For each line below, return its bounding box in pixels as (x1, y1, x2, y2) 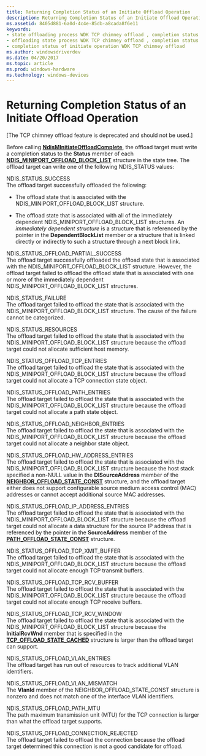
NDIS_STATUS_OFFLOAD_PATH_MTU (6, 704, 101, 712)
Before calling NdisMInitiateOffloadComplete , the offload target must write (6, 144, 197, 151)
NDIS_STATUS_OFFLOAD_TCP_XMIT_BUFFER (6, 547, 121, 555)
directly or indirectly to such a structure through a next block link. (15, 238, 181, 246)
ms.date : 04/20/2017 (6, 55, 59, 61)
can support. (6, 643, 39, 650)
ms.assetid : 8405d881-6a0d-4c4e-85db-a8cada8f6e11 (6, 20, 139, 26)
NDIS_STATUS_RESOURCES (6, 326, 78, 333)
